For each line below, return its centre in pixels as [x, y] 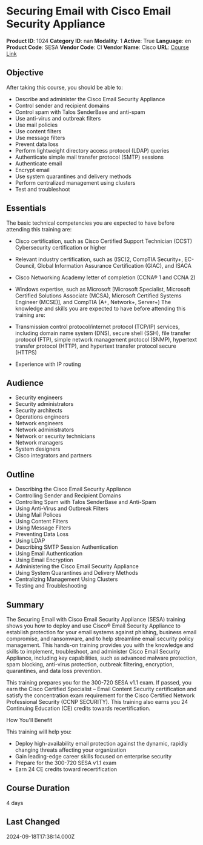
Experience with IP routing [48, 364]
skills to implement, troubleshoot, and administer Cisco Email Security [93, 651]
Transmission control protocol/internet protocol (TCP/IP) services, [97, 326]
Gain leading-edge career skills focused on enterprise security [93, 756]
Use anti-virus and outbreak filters [58, 118]
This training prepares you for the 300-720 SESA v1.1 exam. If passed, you [99, 682]
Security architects [38, 411]
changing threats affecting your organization [71, 750]
